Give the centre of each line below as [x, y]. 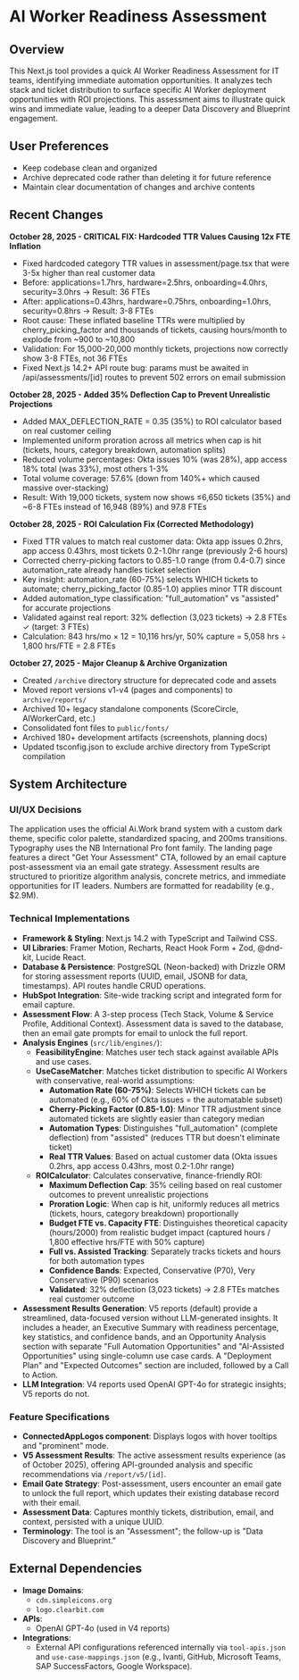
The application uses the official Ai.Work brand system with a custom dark [146, 829]
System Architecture [68, 785]
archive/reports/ [54, 700]
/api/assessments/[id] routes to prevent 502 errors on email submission [154, 377]
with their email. [52, 1502]
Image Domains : [53, 1590]
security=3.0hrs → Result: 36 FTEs [86, 291]
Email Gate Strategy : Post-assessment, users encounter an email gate [152, 1484]
